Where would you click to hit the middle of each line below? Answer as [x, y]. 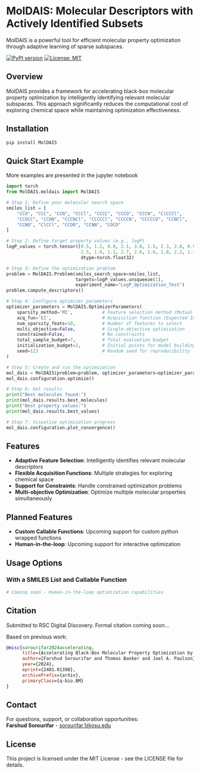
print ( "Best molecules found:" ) [46, 395]
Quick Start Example [45, 161]
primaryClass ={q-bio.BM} [53, 681]
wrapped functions [38, 538]
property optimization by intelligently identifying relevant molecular [88, 97]
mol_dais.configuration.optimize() [50, 378]
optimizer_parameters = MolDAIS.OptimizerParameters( [74, 307]
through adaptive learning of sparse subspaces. [65, 46]
